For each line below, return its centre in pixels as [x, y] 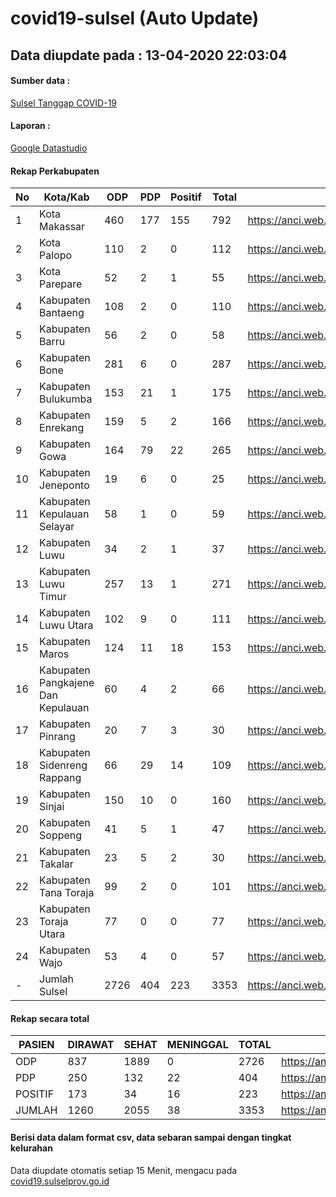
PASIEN [36, 1045]
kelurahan [31, 1148]
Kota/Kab [66, 197]
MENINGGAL [197, 1045]
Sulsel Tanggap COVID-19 [64, 103]
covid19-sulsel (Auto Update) [135, 18]
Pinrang [57, 737]
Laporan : [30, 126]
